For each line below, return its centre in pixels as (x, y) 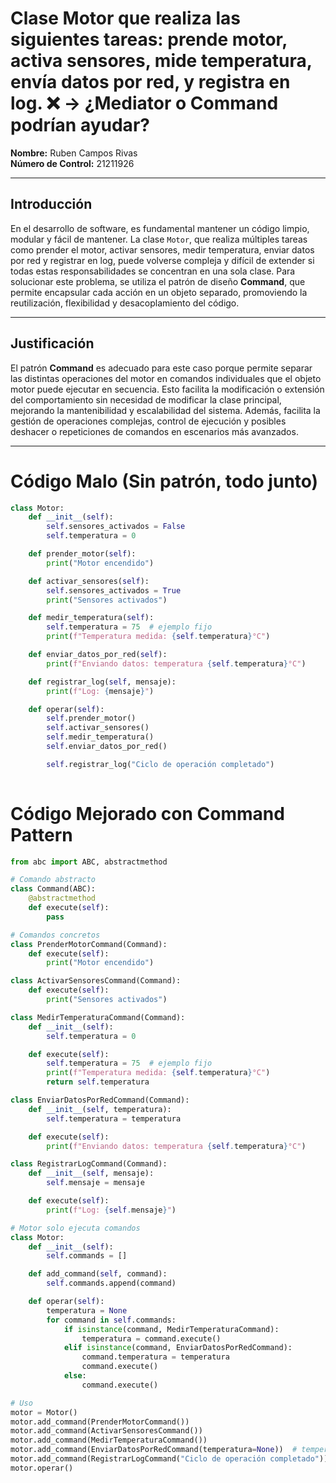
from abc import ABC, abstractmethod (89, 862)
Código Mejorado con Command (147, 813)
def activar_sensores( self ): (89, 581)
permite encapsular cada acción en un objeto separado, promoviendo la (159, 292)
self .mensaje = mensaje (95, 1183)
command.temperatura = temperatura (155, 1357)
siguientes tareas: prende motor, (149, 39)
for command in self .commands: (111, 1320)
